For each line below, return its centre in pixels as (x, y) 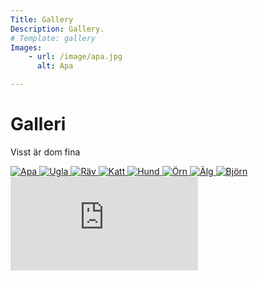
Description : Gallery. (57, 29)
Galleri (38, 124)
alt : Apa (55, 66)
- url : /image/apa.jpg (75, 57)
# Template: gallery (53, 38)
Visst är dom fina (45, 152)
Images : (26, 47)
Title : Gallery (42, 19)
